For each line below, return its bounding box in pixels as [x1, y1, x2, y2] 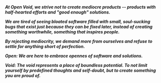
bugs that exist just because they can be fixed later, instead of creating [5, 24, 153, 30]
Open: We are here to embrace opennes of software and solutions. [5, 53, 143, 59]
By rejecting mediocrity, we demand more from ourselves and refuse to [5, 38, 152, 44]
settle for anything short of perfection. [5, 44, 85, 49]
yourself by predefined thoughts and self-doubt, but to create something [5, 67, 156, 73]
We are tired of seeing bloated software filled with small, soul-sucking [5, 19, 151, 24]
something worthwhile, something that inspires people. [5, 29, 120, 34]
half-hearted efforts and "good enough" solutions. [5, 9, 110, 15]
